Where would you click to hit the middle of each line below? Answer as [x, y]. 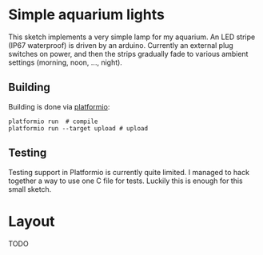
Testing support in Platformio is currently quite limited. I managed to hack [129, 172]
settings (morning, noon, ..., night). [65, 62]
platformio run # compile [53, 122]
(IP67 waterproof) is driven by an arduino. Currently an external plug [121, 45]
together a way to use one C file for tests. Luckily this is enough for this [126, 181]
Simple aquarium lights [87, 15]
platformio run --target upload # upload [78, 128]
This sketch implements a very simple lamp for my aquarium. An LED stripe [132, 37]
